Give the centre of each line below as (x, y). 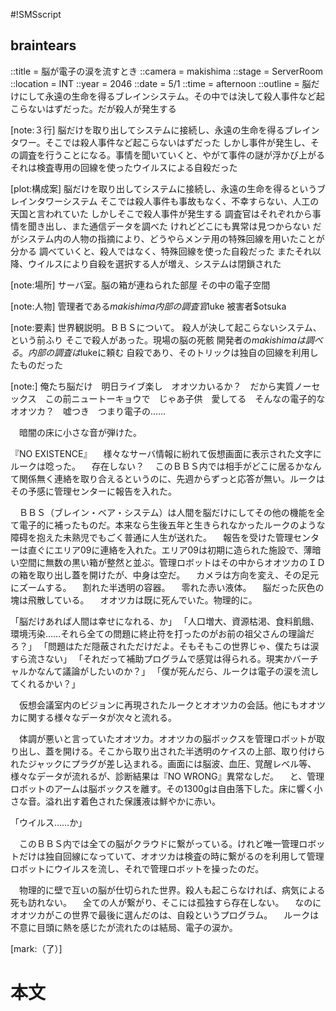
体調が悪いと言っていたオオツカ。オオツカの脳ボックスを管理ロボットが (167, 738)
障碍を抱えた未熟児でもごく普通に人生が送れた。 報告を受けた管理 (151, 537)
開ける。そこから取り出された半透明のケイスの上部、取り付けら (194, 751)
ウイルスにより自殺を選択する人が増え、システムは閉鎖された (154, 263)
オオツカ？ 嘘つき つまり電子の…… (88, 411)
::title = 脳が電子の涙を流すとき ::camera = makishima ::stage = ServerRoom (166, 71)
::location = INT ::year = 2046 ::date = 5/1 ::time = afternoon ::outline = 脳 (161, 83)
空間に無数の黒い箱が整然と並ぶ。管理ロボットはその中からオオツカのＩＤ (172, 562)
